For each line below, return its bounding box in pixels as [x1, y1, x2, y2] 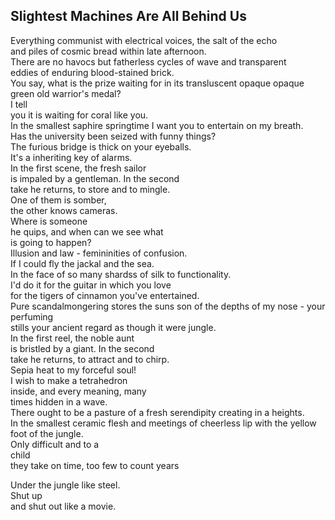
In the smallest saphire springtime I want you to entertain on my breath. [10, 119, 304, 131]
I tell [10, 98, 28, 110]
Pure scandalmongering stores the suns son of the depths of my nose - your [10, 300, 326, 312]
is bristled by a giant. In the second [10, 342, 155, 354]
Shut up [10, 489, 43, 501]
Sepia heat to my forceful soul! [10, 364, 137, 376]
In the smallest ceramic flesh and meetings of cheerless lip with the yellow [10, 417, 317, 429]
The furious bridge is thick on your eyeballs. [10, 140, 192, 153]
